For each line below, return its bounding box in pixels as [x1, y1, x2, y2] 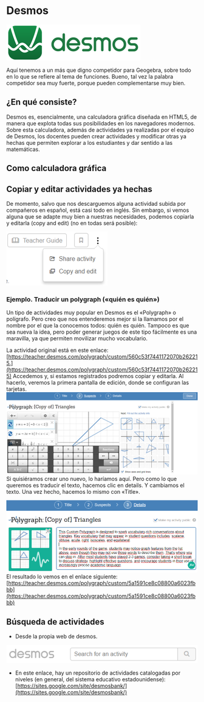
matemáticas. [6, 146, 41, 153]
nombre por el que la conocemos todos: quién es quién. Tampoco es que [6, 322, 189, 329]
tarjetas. [6, 385, 27, 393]
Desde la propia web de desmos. [15, 633, 98, 640]
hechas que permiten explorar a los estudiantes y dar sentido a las [6, 139, 173, 146]
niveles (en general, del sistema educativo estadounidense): [15, 676, 166, 683]
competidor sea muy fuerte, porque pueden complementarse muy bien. [6, 79, 186, 86]
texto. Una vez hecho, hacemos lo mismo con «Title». [6, 488, 141, 496]
